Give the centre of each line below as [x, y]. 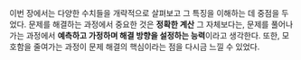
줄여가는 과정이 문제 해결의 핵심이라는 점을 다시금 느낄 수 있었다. [146, 47]
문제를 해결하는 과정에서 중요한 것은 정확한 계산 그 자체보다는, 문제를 [149, 24]
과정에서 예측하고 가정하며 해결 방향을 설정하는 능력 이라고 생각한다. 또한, [153, 35]
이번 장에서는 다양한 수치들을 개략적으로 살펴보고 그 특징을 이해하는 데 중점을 [145, 13]
